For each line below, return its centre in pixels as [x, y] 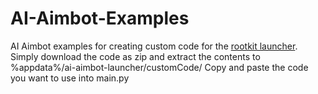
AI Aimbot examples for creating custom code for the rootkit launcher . [154, 46]
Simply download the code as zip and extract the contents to [135, 56]
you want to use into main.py [70, 78]
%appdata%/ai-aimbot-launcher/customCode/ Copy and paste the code [159, 67]
